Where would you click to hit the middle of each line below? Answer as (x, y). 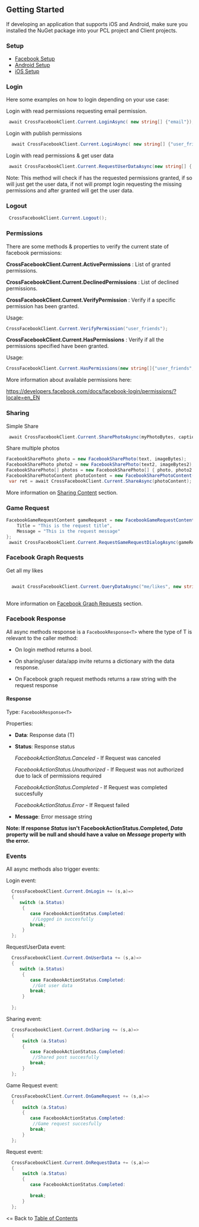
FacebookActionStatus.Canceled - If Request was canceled (88, 758)
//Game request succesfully (67, 1124)
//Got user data (52, 985)
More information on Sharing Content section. (62, 492)
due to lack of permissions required (58, 776)
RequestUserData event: (36, 947)
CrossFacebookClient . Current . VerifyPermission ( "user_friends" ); (87, 328)
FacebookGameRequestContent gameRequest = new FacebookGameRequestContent (100, 520)
